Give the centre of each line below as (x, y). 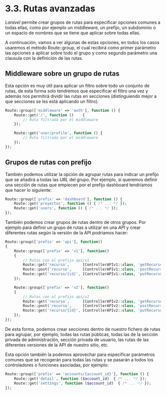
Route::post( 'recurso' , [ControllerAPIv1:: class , (79, 269)
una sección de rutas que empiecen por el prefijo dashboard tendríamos (79, 185)
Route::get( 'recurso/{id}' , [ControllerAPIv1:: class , (79, 274)
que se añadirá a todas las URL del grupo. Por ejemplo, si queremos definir (81, 179)
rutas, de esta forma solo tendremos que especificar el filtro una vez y (77, 91)
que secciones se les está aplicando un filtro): (52, 101)
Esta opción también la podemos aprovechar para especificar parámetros (80, 354)
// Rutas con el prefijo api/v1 (56, 260)
